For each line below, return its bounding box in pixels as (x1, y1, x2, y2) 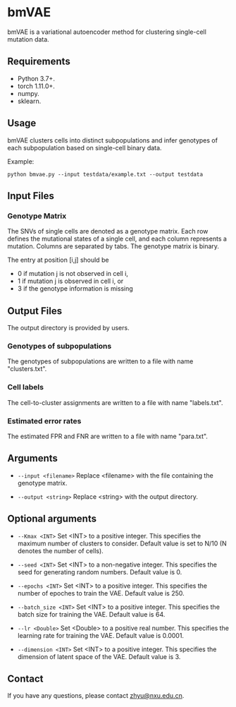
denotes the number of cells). (17, 546, 104, 555)
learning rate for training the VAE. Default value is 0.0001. (17, 631, 185, 639)
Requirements (7, 56, 70, 68)
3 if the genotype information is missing (17, 284, 134, 293)
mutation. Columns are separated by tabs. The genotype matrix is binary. (7, 242, 220, 250)
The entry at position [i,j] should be (7, 255, 109, 265)
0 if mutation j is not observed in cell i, (17, 270, 129, 278)
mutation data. (7, 35, 49, 43)
